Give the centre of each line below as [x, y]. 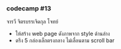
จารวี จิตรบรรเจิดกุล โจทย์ [32, 22]
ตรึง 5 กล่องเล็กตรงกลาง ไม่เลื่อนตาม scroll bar [65, 41]
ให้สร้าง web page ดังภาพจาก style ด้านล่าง [63, 34]
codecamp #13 [29, 8]
